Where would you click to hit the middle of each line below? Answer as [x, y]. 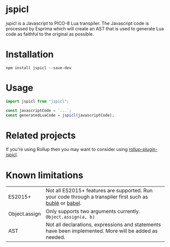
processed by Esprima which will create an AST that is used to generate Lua [85, 28]
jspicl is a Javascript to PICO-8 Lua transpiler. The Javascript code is [77, 23]
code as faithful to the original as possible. [50, 34]
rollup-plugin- [143, 150]
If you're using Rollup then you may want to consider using [67, 150]
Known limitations [45, 175]
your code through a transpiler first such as [97, 197]
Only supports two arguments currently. [93, 212]
